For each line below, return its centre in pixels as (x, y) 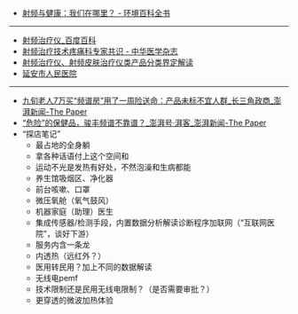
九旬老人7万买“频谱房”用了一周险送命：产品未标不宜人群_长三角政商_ (148, 101)
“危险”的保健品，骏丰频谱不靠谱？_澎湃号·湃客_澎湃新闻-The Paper (144, 123)
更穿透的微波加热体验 (74, 300)
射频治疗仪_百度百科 (59, 40)
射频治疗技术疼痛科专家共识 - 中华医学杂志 (100, 51)
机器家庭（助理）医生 (74, 212)
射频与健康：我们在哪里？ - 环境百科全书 (96, 13)
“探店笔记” (41, 134)
